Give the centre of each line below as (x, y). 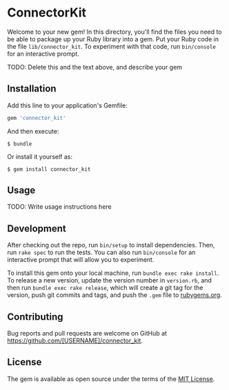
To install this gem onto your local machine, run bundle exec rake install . (113, 273)
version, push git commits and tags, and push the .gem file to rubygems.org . (115, 295)
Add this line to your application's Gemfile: (67, 105)
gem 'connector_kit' (37, 118)
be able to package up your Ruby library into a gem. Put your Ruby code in (113, 39)
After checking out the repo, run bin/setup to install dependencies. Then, (111, 245)
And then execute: (33, 131)
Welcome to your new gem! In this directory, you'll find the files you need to (114, 32)
